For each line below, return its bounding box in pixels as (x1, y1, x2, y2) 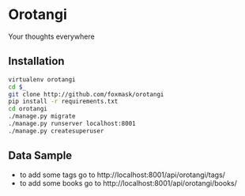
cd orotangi (8, 105, 47, 113)
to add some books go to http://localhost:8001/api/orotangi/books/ (19, 178, 237, 187)
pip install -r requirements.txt (8, 97, 119, 106)
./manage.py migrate (8, 112, 77, 120)
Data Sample (8, 149, 73, 163)
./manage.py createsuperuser (8, 126, 104, 135)
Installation (8, 55, 65, 68)
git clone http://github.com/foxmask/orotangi (8, 90, 164, 98)
